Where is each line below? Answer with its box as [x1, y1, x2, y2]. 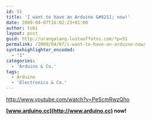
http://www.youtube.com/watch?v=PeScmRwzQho [6, 96, 130, 103]
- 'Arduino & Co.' [11, 63, 57, 69]
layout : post [6, 31, 38, 36]
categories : [6, 58, 35, 64]
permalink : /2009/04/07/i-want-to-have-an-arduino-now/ [6, 42, 146, 48]
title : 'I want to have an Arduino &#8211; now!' [6, 14, 131, 20]
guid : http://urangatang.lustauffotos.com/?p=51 [6, 36, 128, 42]
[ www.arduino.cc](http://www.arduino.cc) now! [6, 107, 127, 114]
